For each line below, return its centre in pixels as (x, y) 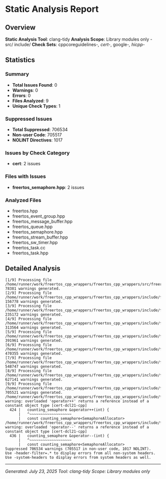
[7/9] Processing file (28, 358)
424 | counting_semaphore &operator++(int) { (60, 410)
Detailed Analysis (33, 268)
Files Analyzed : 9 (30, 100)
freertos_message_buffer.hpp (42, 221)
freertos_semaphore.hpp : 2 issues (48, 187)
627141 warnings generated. (34, 380)
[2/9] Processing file (28, 293)
